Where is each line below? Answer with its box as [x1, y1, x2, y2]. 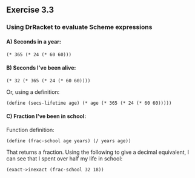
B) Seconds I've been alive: [6, 64, 76, 71]
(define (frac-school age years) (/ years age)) [6, 137, 131, 144]
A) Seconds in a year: [6, 38, 62, 45]
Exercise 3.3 [6, 5, 55, 15]
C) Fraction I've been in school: [6, 113, 87, 120]
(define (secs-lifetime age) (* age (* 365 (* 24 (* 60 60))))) [6, 100, 172, 106]
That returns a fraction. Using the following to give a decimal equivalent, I [6, 148, 190, 156]
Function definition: [6, 126, 55, 133]
